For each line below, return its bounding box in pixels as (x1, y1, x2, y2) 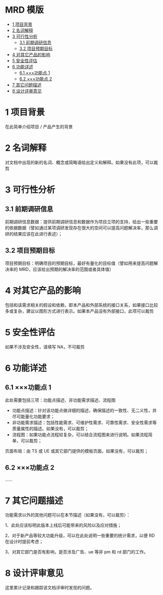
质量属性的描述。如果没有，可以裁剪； (12, 425, 89, 431)
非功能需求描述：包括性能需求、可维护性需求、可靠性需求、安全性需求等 (12, 420, 157, 425)
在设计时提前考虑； (5, 539, 44, 545)
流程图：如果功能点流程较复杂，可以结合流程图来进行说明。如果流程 (12, 432, 148, 438)
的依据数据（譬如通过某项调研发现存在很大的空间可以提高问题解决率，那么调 (5, 225, 158, 231)
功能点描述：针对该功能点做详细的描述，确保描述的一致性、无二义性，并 (12, 407, 157, 413)
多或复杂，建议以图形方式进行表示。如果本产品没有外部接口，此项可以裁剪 (5, 308, 154, 314)
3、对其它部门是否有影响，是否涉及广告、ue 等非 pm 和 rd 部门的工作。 (5, 549, 148, 555)
